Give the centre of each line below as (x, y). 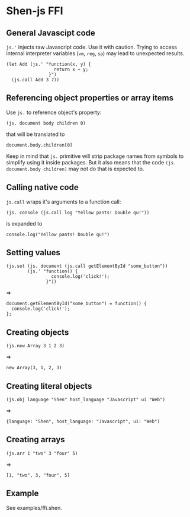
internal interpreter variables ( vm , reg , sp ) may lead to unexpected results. (95, 53)
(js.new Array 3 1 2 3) (36, 346)
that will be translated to (36, 134)
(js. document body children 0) (46, 123)
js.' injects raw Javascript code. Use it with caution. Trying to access (92, 47)
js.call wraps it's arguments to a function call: (64, 202)
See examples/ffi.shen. (34, 508)
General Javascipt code (51, 33)
